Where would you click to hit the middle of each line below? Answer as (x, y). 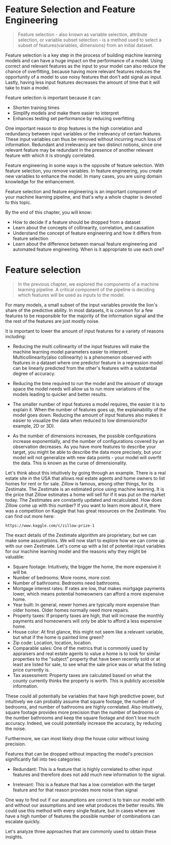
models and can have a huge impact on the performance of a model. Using (84, 60)
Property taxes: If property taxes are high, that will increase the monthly (88, 615)
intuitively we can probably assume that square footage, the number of (80, 701)
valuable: (15, 557)
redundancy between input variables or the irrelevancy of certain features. (83, 133)
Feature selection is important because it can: (53, 98)
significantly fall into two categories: (43, 759)
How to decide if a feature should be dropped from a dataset (76, 222)
